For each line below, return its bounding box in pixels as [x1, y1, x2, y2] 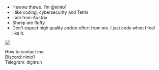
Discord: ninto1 [5, 54, 35, 60]
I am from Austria [12, 15, 48, 20]
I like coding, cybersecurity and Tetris [12, 9, 89, 15]
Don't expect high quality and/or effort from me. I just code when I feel [12, 25, 155, 31]
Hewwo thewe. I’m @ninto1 [12, 4, 67, 10]
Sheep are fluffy [12, 20, 45, 25]
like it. [12, 30, 25, 36]
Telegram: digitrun [5, 59, 42, 65]
